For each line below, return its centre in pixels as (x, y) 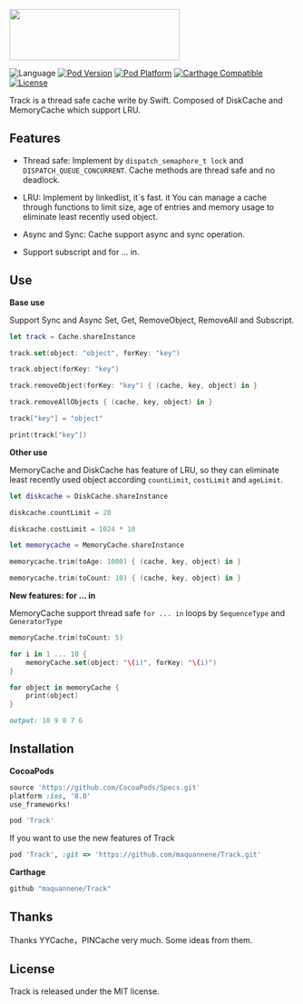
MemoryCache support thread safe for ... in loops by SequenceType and (147, 613)
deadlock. (41, 179)
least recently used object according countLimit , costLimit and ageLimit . (147, 479)
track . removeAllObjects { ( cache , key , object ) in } (111, 403)
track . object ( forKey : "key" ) (64, 369)
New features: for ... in (53, 596)
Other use (29, 452)
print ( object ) (52, 696)
